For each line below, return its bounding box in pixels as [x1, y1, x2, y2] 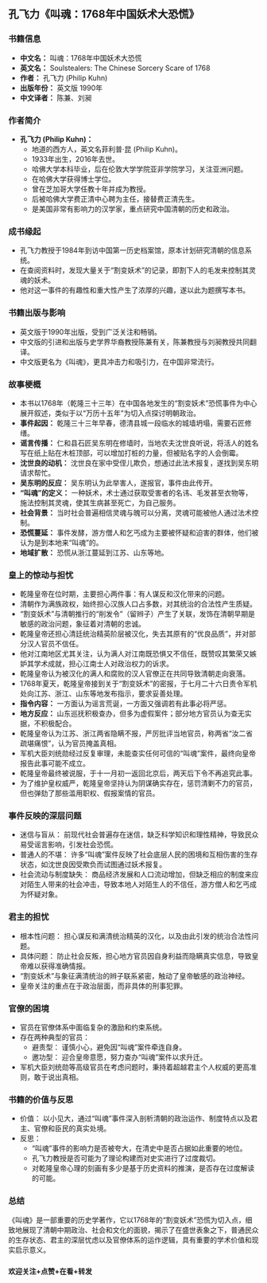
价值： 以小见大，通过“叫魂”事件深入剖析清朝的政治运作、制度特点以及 [19, 1114, 252, 1124]
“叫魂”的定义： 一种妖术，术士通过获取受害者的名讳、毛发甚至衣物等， [19, 488, 253, 497]
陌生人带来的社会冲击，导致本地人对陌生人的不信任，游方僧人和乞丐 [26, 880, 250, 889]
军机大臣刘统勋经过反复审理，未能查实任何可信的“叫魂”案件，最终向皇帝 [19, 748, 257, 759]
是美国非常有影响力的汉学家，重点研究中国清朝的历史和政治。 [31, 204, 234, 214]
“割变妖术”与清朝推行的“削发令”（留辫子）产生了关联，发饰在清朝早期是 [19, 609, 256, 619]
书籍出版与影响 [8, 308, 66, 319]
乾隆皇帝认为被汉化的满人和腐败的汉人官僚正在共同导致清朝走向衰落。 [19, 669, 250, 679]
